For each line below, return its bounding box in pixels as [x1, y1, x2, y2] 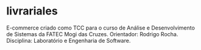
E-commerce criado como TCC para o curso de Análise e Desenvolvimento [6, 24, 195, 31]
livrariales [6, 4, 58, 18]
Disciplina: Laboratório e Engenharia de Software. [6, 37, 131, 44]
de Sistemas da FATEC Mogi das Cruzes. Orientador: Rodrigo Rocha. [6, 30, 178, 37]
